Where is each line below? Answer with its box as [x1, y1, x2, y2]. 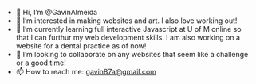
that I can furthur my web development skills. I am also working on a [15, 32, 241, 42]
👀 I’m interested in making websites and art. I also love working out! [15, 16, 238, 25]
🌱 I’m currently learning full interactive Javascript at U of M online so [15, 25, 242, 33]
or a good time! [15, 58, 66, 67]
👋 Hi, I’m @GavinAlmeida [15, 8, 98, 17]
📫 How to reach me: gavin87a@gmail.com [15, 67, 157, 76]
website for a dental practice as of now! [15, 41, 147, 51]
